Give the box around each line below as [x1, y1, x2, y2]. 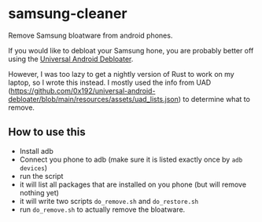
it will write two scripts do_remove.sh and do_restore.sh [19, 196, 199, 206]
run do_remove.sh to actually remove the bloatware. [19, 205, 186, 214]
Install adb [19, 146, 54, 155]
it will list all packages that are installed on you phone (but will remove [19, 180, 246, 189]
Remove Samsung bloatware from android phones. [8, 31, 173, 40]
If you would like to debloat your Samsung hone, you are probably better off [8, 45, 254, 55]
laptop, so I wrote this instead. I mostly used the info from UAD [8, 78, 212, 87]
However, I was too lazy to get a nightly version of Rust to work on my [8, 69, 234, 78]
